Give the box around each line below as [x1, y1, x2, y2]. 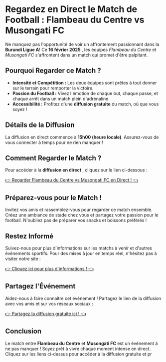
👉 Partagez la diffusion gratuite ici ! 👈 [5, 310, 86, 316]
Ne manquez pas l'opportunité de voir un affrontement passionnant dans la [5, 41, 160, 47]
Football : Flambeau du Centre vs [5, 14, 145, 25]
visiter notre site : [5, 256, 41, 261]
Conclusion [5, 327, 42, 335]
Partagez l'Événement [5, 282, 76, 290]
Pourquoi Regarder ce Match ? [5, 66, 101, 75]
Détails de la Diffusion [5, 121, 75, 129]
